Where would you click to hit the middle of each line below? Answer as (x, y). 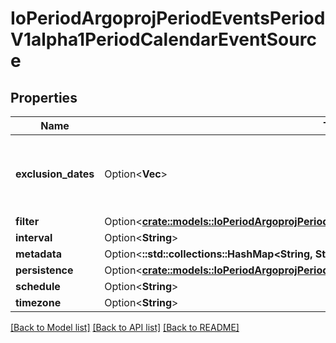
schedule (38, 286)
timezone (38, 302)
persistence (44, 270)
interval (34, 237)
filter (27, 221)
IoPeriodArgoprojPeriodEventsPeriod (168, 18)
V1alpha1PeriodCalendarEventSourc (163, 39)
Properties (44, 97)
